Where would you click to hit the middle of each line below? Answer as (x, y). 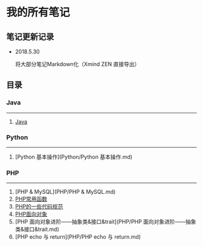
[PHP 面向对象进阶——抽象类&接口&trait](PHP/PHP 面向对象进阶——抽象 (105, 222)
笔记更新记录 (30, 37)
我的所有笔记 (38, 12)
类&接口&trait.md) (37, 229)
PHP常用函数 (31, 199)
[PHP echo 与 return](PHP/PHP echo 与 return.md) (78, 237)
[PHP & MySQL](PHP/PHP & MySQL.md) (65, 192)
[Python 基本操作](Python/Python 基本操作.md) (74, 157)
